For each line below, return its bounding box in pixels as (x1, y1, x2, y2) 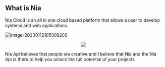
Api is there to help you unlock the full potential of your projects (5, 56, 135, 62)
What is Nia (5, 4, 42, 12)
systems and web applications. (5, 22, 68, 28)
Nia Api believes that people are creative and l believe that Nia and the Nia (5, 51, 157, 57)
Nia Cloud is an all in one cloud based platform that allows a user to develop (5, 17, 160, 23)
